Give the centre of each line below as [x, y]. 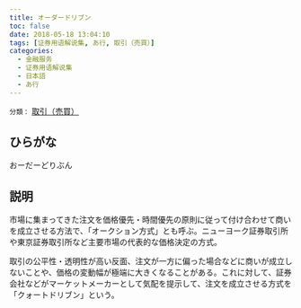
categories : [31, 51]
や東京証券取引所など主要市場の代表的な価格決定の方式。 [115, 242]
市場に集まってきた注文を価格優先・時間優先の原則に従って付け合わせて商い [150, 220]
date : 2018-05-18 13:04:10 [60, 34]
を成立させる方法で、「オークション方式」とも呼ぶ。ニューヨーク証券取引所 [149, 231]
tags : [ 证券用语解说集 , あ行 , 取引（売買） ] [82, 43]
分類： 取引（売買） [44, 111]
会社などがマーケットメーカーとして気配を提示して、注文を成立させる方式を [150, 284]
